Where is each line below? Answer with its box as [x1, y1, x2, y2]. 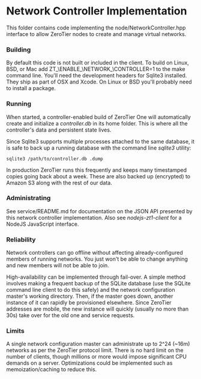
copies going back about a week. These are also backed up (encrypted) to [6, 172, 191, 180]
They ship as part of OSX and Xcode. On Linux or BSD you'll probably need [6, 78, 192, 85]
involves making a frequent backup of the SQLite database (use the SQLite [6, 280, 191, 287]
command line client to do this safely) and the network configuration [6, 287, 175, 294]
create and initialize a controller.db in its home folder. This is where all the [6, 120, 188, 127]
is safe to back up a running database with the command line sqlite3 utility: [6, 144, 191, 151]
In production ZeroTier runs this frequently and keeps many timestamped [6, 166, 187, 174]
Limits [6, 327, 25, 335]
